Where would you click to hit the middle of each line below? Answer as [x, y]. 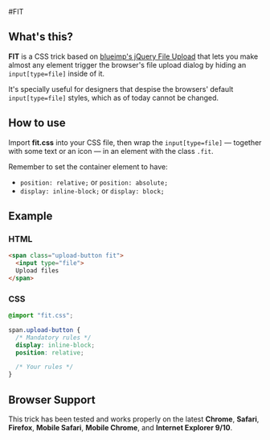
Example [31, 216]
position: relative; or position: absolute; [94, 182]
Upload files [37, 271]
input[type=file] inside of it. [57, 73]
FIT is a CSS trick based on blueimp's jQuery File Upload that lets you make [133, 56]
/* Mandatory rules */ [53, 338]
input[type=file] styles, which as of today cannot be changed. [114, 98]
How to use [37, 123]
